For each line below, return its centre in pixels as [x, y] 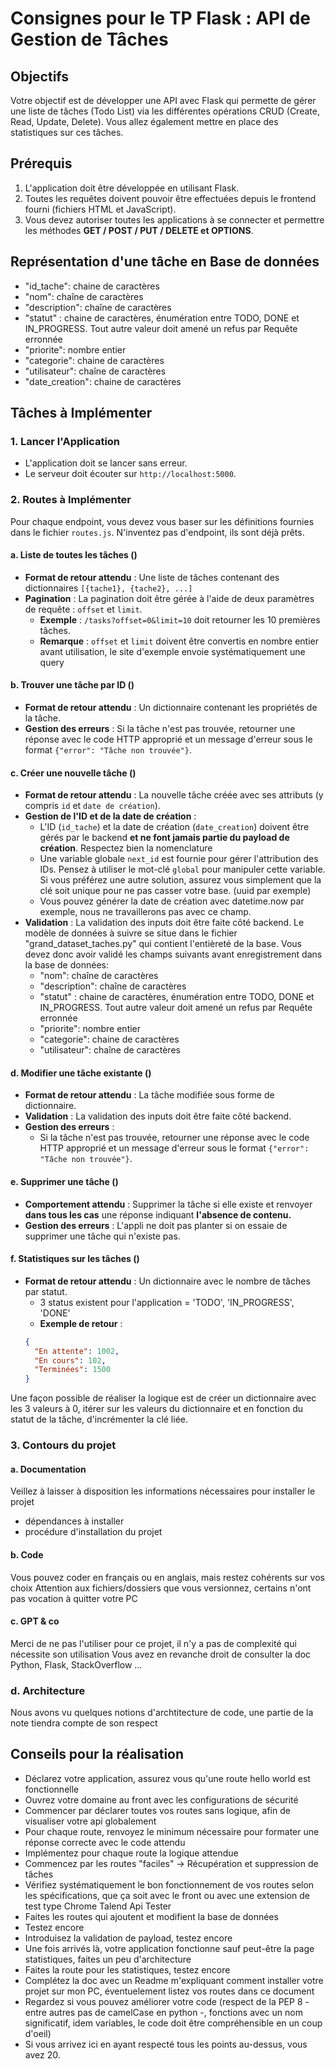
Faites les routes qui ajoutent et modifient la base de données [151, 1916]
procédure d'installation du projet [93, 1532]
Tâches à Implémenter [81, 413]
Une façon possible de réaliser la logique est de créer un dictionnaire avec [163, 1398]
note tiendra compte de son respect [84, 1723]
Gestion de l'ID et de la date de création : [110, 816]
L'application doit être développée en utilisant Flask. [132, 188]
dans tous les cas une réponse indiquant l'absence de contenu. [158, 1214]
